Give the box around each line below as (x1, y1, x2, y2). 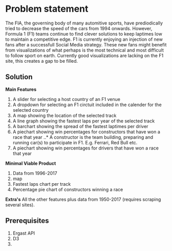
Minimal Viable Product (5, 160, 56, 166)
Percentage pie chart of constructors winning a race (12, 186, 123, 192)
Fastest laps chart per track (12, 181, 71, 187)
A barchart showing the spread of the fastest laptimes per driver (12, 123, 148, 129)
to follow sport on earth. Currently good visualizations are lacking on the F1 (5, 52, 164, 59)
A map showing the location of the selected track (12, 112, 117, 118)
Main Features (5, 86, 37, 92)
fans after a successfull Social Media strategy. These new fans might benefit (5, 41, 167, 47)
